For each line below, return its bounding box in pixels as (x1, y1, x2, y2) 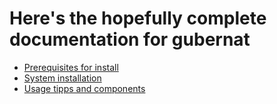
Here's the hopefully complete (9, 7, 267, 30)
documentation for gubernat (9, 28, 251, 51)
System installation (23, 72, 102, 84)
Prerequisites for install (23, 61, 119, 73)
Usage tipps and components (23, 82, 146, 94)
